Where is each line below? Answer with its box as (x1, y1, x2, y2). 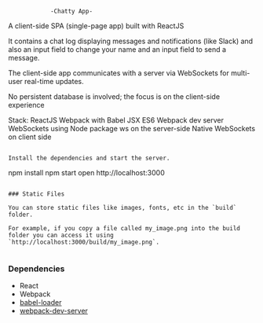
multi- (230, 68, 250, 78)
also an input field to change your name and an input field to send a (8, 45, 226, 54)
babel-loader (19, 298, 62, 307)
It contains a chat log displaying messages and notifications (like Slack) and (8, 36, 254, 46)
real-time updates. (24, 77, 84, 86)
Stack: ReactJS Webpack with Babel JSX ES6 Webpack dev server (8, 116, 225, 125)
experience (8, 101, 45, 109)
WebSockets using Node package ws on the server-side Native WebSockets (8, 124, 256, 133)
